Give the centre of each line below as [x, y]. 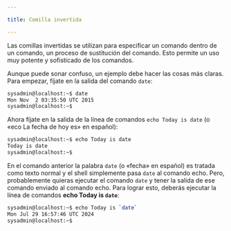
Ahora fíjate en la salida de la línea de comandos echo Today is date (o [109, 120]
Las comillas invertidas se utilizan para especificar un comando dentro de [112, 45]
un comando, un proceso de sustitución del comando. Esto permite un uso [113, 53]
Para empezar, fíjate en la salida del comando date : [80, 81]
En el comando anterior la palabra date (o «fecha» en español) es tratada [111, 165]
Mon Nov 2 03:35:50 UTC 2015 [51, 100]
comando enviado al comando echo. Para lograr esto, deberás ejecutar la [112, 187]
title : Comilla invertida [44, 19]
